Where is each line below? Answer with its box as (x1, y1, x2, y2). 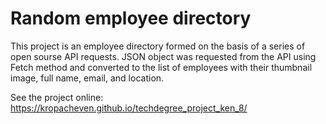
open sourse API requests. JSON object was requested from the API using (10, 50, 317, 62)
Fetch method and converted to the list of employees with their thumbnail (10, 61, 313, 73)
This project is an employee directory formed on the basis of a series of (10, 40, 306, 52)
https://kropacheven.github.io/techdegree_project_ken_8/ (10, 102, 248, 114)
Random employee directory (10, 7, 252, 30)
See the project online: (10, 91, 104, 103)
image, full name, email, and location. (10, 72, 165, 84)
